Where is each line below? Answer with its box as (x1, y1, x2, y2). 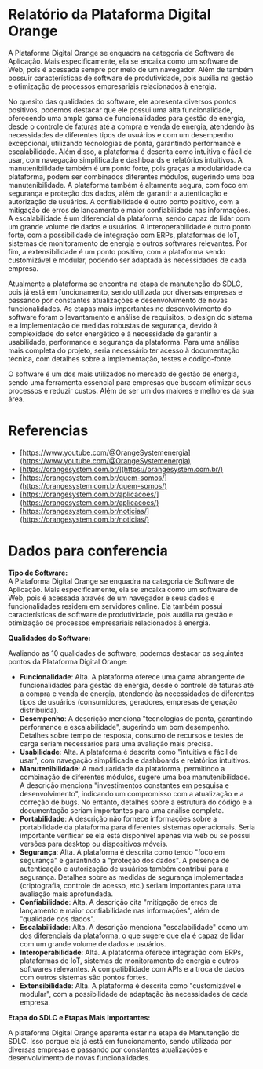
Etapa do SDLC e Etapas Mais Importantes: (8, 1012, 151, 1022)
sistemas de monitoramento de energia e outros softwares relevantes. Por (8, 238, 247, 248)
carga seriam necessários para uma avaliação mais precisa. (19, 738, 214, 748)
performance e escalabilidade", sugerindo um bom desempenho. (19, 722, 230, 731)
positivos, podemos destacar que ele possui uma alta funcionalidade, (8, 104, 233, 115)
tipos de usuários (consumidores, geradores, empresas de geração (19, 697, 238, 706)
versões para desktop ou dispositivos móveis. (19, 839, 168, 848)
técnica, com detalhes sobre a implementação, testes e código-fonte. (8, 353, 233, 363)
